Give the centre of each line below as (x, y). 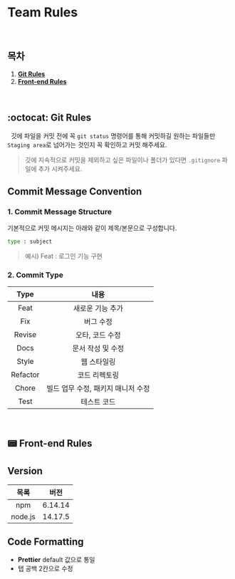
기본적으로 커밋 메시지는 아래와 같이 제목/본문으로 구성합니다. (92, 228)
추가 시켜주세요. (60, 169)
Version (25, 471)
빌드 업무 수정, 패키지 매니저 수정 (98, 389)
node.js (23, 516)
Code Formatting (46, 542)
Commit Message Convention (75, 191)
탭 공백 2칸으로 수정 (45, 569)
